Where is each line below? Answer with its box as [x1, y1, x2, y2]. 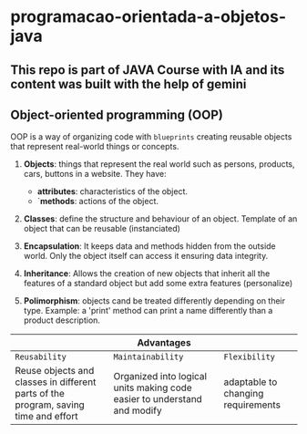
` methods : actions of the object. [36, 196, 159, 207]
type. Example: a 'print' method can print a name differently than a [23, 305, 273, 316]
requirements [223, 398, 281, 411]
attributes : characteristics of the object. [36, 186, 189, 197]
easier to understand [113, 393, 203, 406]
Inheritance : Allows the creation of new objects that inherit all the [23, 268, 271, 279]
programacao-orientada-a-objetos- [10, 6, 287, 27]
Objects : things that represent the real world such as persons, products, [23, 159, 295, 170]
